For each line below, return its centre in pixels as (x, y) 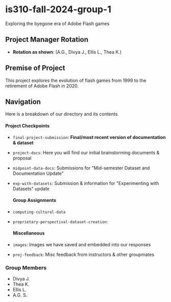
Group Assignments (34, 200)
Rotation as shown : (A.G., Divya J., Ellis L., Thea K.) (67, 52)
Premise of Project (35, 68)
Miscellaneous (29, 233)
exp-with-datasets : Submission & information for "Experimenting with (86, 183)
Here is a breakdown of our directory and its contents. (62, 114)
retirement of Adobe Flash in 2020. (42, 86)
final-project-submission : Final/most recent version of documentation (89, 137)
